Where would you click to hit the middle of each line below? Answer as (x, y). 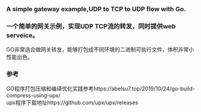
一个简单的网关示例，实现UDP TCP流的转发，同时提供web (91, 26)
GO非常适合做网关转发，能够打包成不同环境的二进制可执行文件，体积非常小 (100, 49)
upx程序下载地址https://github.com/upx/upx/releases (72, 102)
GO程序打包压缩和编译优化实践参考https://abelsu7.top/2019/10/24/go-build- (101, 89)
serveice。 (23, 35)
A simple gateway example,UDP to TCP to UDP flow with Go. (96, 9)
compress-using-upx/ (33, 95)
